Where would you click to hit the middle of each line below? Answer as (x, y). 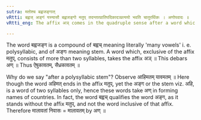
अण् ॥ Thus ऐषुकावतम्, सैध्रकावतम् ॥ (43, 65)
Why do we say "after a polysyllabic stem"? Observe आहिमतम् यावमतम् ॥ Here (98, 77)
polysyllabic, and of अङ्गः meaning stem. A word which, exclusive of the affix (100, 52)
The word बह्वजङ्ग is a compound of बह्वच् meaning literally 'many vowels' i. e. (99, 45)
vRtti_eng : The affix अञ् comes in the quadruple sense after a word (94, 23)
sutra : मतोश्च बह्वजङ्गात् (31, 12)
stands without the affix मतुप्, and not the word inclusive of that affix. (90, 104)
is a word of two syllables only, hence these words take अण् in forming (92, 91)
